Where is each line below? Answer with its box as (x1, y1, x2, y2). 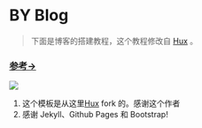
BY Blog (9, 5, 69, 26)
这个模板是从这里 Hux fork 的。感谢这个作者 (21, 98, 181, 109)
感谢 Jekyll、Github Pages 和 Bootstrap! (21, 109, 168, 120)
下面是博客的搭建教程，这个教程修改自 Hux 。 (30, 35, 198, 46)
